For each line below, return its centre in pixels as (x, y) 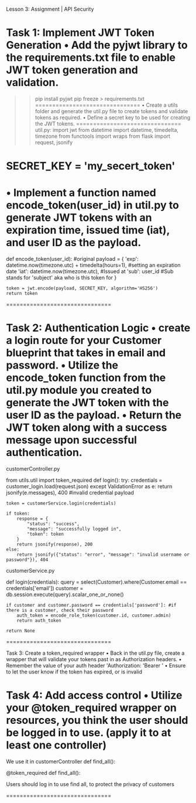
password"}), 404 (27, 560)
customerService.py (30, 571)
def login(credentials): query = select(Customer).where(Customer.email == (97, 582)
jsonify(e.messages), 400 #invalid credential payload (70, 493)
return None (20, 631)
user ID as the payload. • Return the (94, 415)
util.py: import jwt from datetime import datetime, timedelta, (106, 130)
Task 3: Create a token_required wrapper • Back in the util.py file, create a (95, 653)
